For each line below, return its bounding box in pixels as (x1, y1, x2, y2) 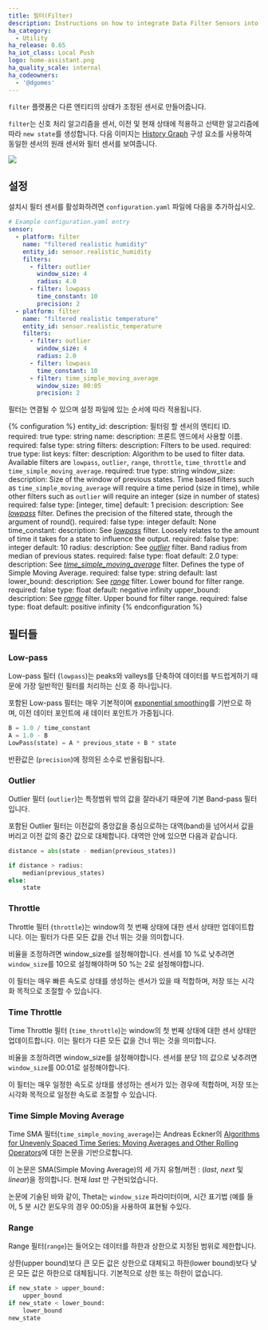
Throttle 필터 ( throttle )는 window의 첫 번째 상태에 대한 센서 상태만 (8, 922, 221, 931)
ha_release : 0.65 (8, 42, 66, 50)
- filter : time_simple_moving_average (29, 374, 159, 383)
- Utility (15, 34, 48, 42)
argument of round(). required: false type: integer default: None (8, 517, 217, 527)
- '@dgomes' (15, 78, 56, 86)
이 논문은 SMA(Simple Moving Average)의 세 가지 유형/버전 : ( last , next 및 (8, 1165, 243, 1175)
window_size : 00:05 (37, 382, 102, 390)
